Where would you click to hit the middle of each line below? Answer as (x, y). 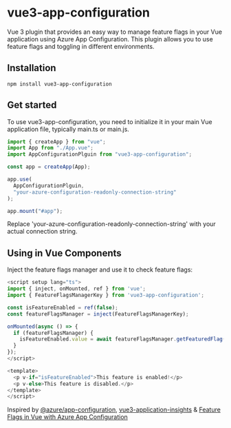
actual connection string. (42, 232)
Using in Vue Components (64, 253)
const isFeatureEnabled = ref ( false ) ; (63, 307)
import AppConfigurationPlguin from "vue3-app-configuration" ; (100, 154)
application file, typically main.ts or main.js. (68, 129)
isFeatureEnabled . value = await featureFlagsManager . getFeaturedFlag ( (123, 339)
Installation (32, 68)
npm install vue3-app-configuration (59, 84)
